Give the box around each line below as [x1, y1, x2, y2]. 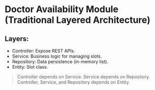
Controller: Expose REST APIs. [12, 48, 75, 54]
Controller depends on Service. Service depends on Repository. [17, 74, 150, 79]
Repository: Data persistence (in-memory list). [12, 59, 109, 64]
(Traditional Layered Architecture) [5, 14, 150, 26]
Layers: [5, 34, 29, 43]
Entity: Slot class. [12, 64, 48, 70]
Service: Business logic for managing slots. [12, 53, 102, 59]
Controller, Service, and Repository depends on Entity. [17, 79, 130, 85]
